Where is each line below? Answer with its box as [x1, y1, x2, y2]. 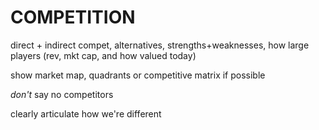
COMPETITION [10, 6, 136, 29]
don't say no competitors [10, 88, 114, 100]
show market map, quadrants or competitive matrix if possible [10, 69, 266, 81]
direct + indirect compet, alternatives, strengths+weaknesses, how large [10, 39, 310, 51]
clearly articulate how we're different [10, 107, 162, 120]
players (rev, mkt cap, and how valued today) [10, 49, 197, 61]
